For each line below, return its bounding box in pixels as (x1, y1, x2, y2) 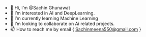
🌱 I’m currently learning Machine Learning (10, 15, 98, 21)
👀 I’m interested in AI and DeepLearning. (10, 10, 95, 16)
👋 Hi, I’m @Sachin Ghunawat (10, 5, 70, 10)
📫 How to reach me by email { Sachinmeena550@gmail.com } (10, 26, 141, 32)
